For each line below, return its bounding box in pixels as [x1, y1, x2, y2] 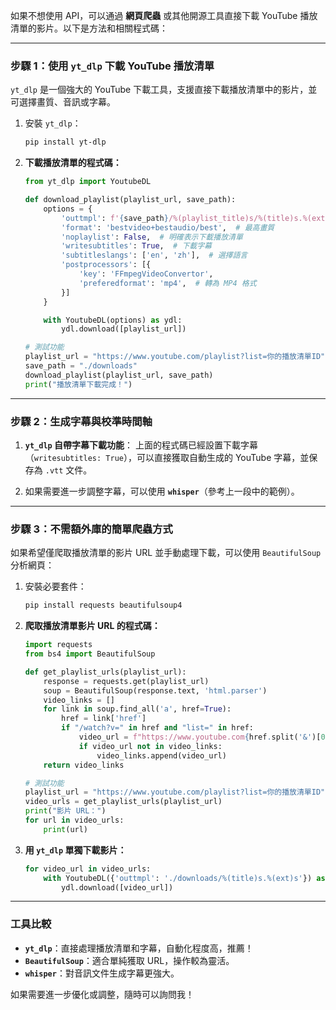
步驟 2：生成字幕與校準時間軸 [10, 414, 153, 428]
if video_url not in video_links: [78, 741, 223, 751]
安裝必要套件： [24, 580, 87, 593]
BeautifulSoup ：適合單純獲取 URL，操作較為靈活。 [24, 954, 235, 966]
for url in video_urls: [24, 815, 125, 826]
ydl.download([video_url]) [61, 882, 174, 893]
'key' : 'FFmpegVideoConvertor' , [78, 269, 214, 279]
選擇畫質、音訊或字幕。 [18, 96, 116, 108]
